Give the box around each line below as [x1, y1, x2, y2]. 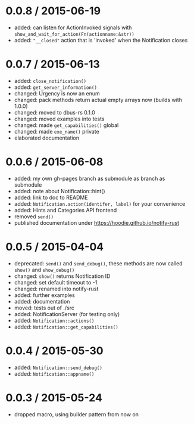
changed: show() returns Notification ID [14, 273, 111, 280]
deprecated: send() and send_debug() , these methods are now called [14, 259, 183, 267]
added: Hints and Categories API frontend [14, 206, 117, 213]
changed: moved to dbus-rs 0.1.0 [14, 109, 96, 116]
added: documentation [14, 298, 70, 305]
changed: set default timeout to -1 [14, 278, 98, 286]
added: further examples [14, 291, 75, 299]
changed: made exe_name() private [14, 128, 99, 135]
